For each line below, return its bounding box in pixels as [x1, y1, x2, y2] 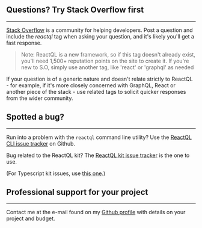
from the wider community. [6, 94, 73, 102]
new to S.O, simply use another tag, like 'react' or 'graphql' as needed [20, 63, 194, 71]
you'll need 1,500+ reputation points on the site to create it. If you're [20, 57, 189, 64]
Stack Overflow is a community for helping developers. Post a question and [6, 26, 194, 34]
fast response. [6, 39, 42, 46]
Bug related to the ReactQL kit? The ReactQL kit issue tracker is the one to [6, 152, 190, 159]
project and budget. [6, 215, 55, 222]
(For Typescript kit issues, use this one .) [6, 170, 106, 177]
